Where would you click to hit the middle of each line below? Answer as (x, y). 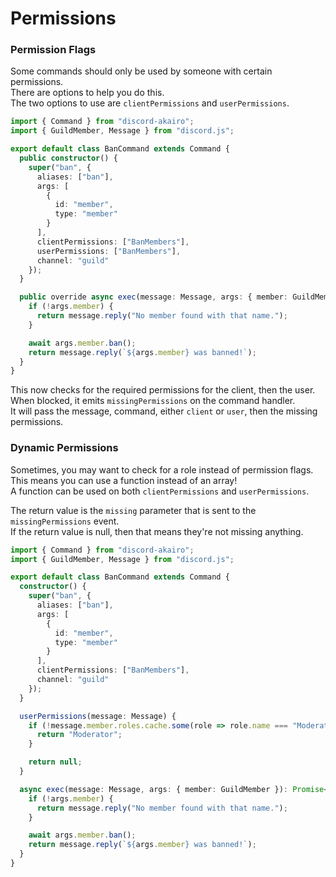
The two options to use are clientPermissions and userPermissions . (150, 103)
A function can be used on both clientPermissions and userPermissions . (160, 491)
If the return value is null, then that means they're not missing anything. (157, 531)
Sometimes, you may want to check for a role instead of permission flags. (162, 469)
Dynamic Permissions (64, 448)
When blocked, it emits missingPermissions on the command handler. (153, 401)
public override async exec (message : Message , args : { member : (153, 297)
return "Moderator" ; (79, 735)
